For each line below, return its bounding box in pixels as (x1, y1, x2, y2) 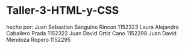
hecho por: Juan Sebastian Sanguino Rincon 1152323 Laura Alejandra (6, 23, 179, 30)
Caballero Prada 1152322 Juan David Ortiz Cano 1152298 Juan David (6, 29, 177, 36)
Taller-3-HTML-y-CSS (6, 4, 119, 17)
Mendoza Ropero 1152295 (6, 36, 71, 43)
